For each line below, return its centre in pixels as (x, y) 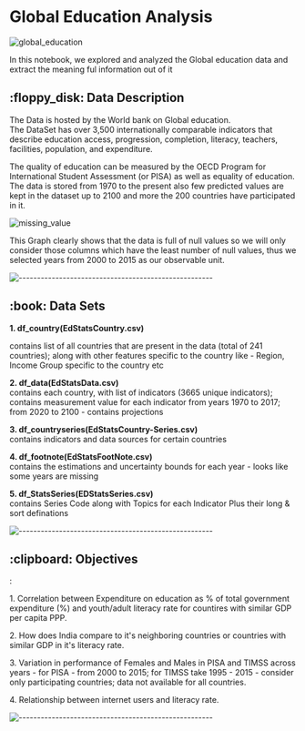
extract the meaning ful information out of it (91, 69)
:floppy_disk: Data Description (97, 98)
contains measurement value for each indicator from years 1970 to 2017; (145, 401)
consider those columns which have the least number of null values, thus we (153, 250)
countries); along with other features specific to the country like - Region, (147, 355)
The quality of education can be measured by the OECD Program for (138, 167)
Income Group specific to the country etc (86, 365)
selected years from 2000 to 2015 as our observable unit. (117, 259)
